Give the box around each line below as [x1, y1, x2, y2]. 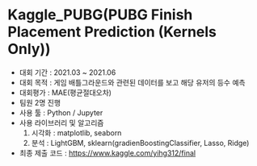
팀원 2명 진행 [19, 98, 61, 107]
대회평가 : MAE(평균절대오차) [19, 87, 112, 98]
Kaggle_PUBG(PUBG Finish [7, 6, 193, 24]
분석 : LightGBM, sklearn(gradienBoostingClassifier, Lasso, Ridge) [31, 138, 250, 147]
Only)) [7, 40, 51, 58]
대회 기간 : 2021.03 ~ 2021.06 [19, 67, 116, 77]
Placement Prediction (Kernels [7, 23, 217, 41]
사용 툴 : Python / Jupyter [19, 107, 103, 118]
